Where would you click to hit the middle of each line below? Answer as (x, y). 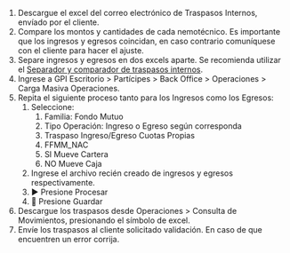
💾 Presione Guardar (67, 202)
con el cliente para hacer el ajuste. (81, 51)
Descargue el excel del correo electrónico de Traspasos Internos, (137, 13)
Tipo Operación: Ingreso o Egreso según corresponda (143, 126)
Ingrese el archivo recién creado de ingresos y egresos (132, 173)
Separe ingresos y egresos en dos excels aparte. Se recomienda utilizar (149, 60)
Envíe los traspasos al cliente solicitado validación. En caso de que (140, 229)
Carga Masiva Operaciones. (68, 88)
